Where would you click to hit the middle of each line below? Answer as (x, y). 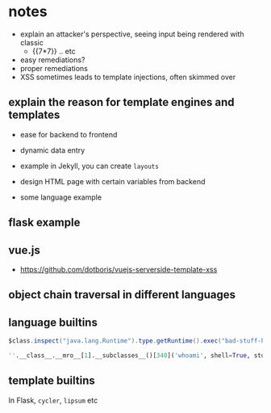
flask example (44, 223)
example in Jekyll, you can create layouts (89, 166)
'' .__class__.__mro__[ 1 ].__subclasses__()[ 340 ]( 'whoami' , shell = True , (129, 356)
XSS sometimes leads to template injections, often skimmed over (128, 77)
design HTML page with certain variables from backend (113, 181)
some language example (61, 197)
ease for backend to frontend (69, 134)
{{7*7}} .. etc (54, 51)
